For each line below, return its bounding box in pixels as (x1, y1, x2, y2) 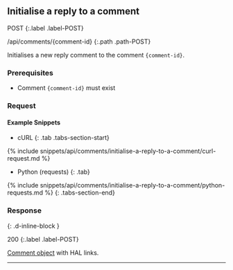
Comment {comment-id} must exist (17, 84, 116, 92)
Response (7, 206, 42, 215)
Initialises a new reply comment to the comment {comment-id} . (7, 51, 185, 59)
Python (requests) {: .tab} (17, 168, 90, 176)
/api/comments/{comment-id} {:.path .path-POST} (7, 37, 151, 46)
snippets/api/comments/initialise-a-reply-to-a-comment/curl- (40, 147, 216, 155)
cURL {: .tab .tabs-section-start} (17, 134, 110, 142)
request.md (7, 154, 40, 163)
